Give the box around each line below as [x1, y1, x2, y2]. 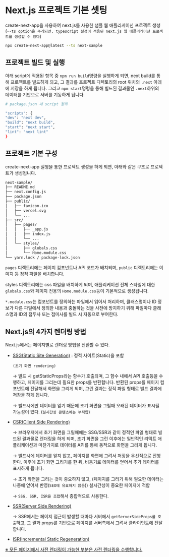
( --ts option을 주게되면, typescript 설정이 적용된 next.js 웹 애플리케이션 [5, 28, 150, 34]
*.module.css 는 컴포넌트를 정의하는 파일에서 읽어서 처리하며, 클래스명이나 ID [5, 298, 157, 305]
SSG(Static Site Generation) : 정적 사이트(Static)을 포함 [12, 352, 125, 358]
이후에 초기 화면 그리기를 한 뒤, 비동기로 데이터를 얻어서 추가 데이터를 [23, 459, 159, 465]
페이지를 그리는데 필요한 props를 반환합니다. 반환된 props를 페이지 [27, 379, 159, 386]
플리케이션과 [12, 442, 38, 448]
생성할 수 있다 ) [14, 33, 42, 39]
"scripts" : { [5, 110, 33, 116]
